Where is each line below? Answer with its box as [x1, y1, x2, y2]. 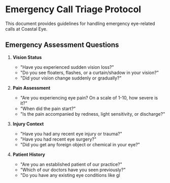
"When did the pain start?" [20, 106, 76, 112]
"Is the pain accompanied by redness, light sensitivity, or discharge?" [20, 111, 165, 117]
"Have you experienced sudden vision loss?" [20, 64, 114, 70]
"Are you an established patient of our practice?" [20, 161, 123, 167]
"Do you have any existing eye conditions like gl [20, 172, 120, 178]
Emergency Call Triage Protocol [5, 4, 141, 15]
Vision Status [12, 54, 42, 60]
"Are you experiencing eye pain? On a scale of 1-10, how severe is [20, 94, 158, 100]
